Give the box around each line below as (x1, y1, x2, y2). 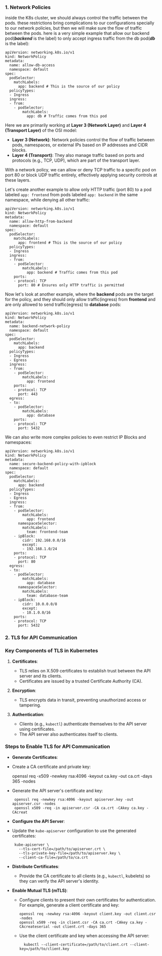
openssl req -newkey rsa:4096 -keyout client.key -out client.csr (19, 911, 156, 916)
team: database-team (26, 593, 68, 598)
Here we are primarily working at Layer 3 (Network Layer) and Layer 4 (5, 122, 147, 128)
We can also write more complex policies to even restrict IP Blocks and (5, 434, 147, 440)
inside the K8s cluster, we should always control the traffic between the (5, 15, 147, 21)
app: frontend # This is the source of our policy (17, 240, 122, 245)
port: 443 (17, 392, 38, 397)
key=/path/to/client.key (19, 946, 70, 951)
